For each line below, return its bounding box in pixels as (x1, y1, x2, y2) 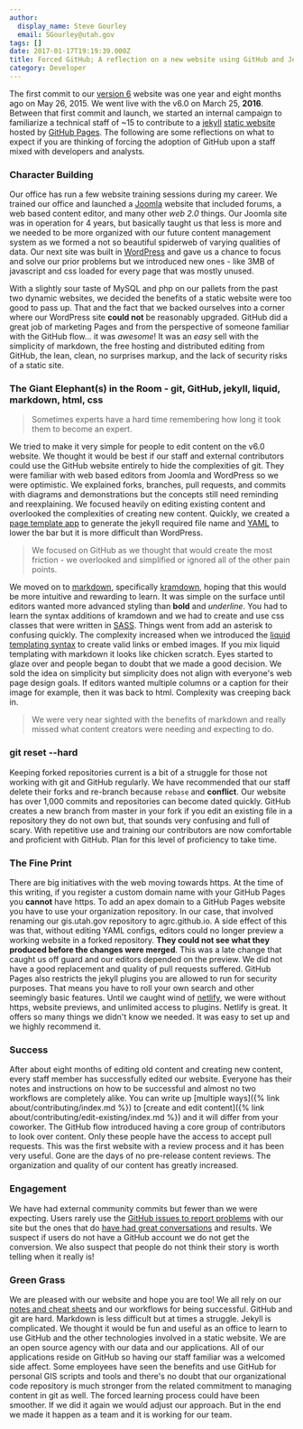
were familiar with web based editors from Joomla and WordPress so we (9, 470, 280, 481)
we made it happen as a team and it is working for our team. (9, 1409, 233, 1420)
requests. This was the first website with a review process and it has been (9, 1141, 285, 1152)
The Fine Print (9, 857, 72, 869)
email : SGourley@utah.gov (17, 30, 115, 39)
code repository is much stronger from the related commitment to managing (9, 1380, 292, 1391)
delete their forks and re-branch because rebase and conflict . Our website (9, 786, 287, 797)
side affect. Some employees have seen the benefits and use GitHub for (9, 1360, 277, 1372)
